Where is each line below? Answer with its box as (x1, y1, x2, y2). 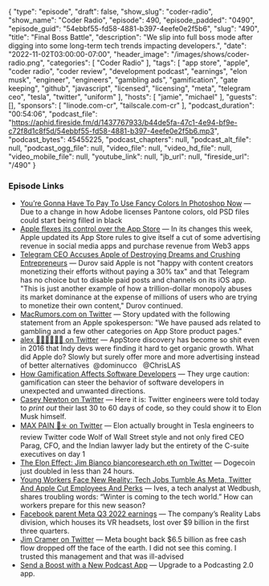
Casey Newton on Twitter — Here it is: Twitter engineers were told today (19, 395, 259, 405)
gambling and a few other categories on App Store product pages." (19, 327, 243, 336)
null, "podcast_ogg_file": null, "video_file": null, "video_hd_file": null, (8, 144, 233, 153)
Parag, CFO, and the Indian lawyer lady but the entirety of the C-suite (19, 441, 250, 450)
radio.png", (8, 58, 46, 67)
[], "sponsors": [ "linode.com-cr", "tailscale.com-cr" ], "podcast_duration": (8, 100, 255, 110)
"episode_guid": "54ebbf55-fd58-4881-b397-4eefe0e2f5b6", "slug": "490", (8, 24, 259, 33)
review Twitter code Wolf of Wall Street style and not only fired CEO (19, 433, 245, 442)
